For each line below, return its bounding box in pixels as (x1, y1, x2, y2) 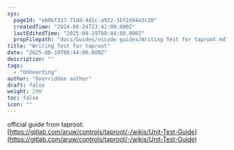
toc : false (7, 95, 39, 102)
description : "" (7, 56, 54, 63)
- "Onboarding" (13, 68, 58, 75)
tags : (7, 62, 23, 69)
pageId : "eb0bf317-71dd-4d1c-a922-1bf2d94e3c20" (13, 17, 157, 24)
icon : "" (7, 101, 33, 108)
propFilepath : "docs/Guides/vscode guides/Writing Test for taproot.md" (13, 36, 229, 43)
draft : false (7, 82, 45, 89)
